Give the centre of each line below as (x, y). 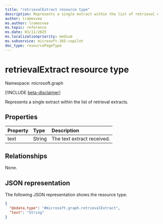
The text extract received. (81, 139)
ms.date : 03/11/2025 (26, 32)
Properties (21, 117)
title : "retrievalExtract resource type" (48, 9)
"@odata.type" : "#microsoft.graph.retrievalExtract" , (65, 208)
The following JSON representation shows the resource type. (66, 195)
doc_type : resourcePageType (33, 46)
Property (18, 130)
